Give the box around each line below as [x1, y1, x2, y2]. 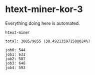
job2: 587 [5, 56, 26, 61]
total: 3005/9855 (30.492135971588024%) [5, 39, 91, 44]
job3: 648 [5, 60, 26, 66]
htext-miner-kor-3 [5, 4, 83, 15]
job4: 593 [5, 65, 26, 70]
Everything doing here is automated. [5, 20, 80, 26]
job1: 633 [5, 52, 26, 57]
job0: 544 [5, 47, 26, 52]
